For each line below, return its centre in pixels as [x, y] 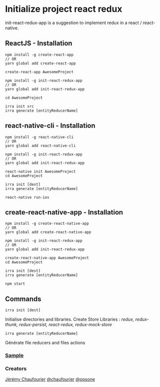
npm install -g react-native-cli [39, 137]
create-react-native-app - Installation [64, 212]
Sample [14, 356]
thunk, [12, 325]
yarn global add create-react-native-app [48, 232]
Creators [16, 369]
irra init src [20, 106]
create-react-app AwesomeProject [39, 72]
